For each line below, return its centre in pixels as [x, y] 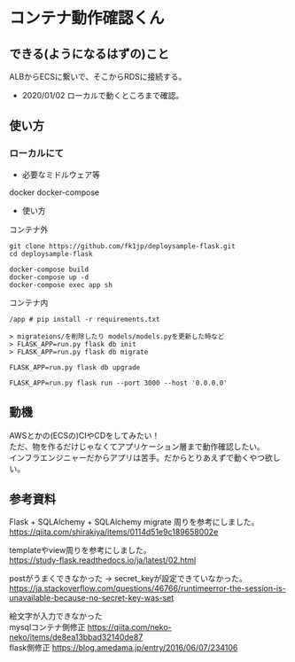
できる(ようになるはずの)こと [89, 54]
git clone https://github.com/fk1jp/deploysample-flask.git [123, 246]
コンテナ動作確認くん [87, 18]
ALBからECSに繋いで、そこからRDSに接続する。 [98, 77]
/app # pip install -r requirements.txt [85, 319]
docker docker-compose [54, 192]
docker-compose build [49, 269]
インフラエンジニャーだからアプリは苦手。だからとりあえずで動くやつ [137, 457]
